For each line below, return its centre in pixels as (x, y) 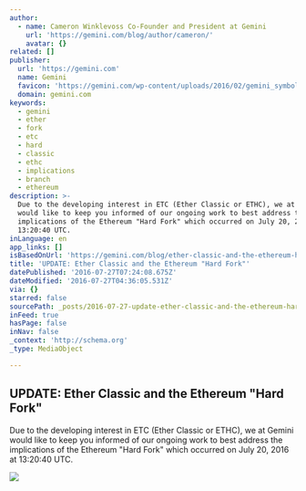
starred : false (38, 298)
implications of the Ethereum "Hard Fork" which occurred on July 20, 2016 (149, 449)
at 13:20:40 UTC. (41, 459)
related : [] (32, 52)
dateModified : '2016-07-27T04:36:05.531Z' (91, 281)
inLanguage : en (38, 238)
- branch (34, 179)
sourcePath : (32, 307)
